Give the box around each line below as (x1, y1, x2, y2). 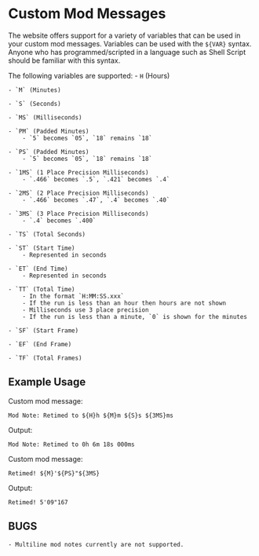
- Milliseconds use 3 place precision (22, 305, 149, 314)
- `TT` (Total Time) (8, 285, 76, 293)
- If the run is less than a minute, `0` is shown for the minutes (22, 313, 247, 320)
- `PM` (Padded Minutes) (8, 127, 89, 135)
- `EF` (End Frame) (8, 340, 72, 348)
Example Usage (8, 375, 86, 389)
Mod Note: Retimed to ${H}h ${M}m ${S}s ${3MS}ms (8, 412, 174, 419)
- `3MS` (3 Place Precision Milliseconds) (8, 210, 149, 218)
